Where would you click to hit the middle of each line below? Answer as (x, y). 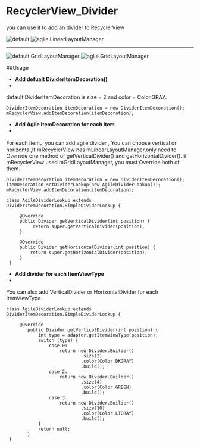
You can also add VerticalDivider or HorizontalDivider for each (82, 292)
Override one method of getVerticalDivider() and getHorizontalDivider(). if (97, 155)
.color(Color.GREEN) (106, 387)
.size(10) (93, 408)
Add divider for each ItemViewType (59, 274)
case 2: (58, 371)
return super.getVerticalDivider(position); (89, 226)
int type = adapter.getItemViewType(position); (98, 335)
